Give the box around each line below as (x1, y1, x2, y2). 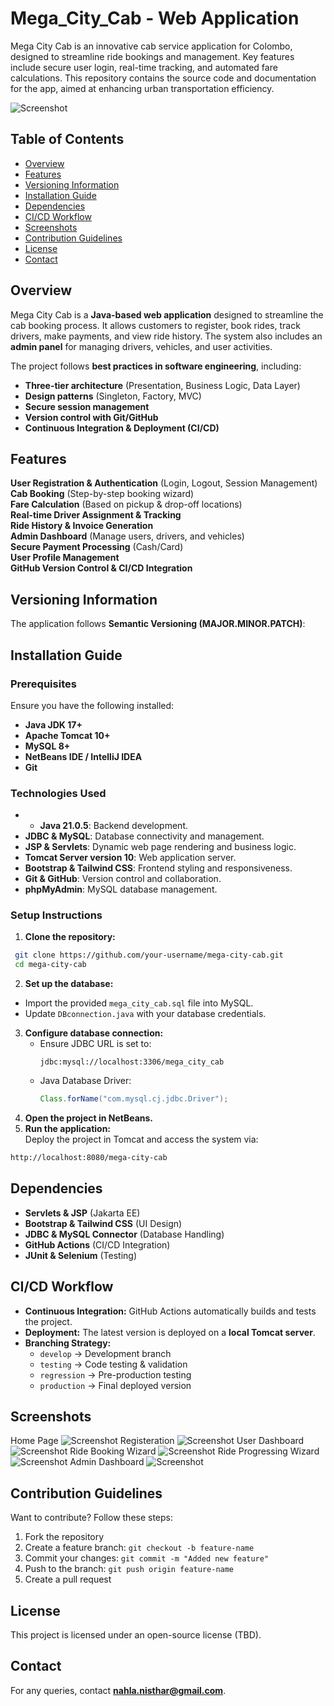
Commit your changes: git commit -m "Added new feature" (24, 1552, 270, 1564)
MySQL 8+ (24, 740, 71, 752)
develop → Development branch (39, 1347, 172, 1359)
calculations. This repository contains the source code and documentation (10, 72, 317, 84)
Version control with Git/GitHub (24, 411, 159, 423)
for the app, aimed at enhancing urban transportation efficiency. (10, 82, 275, 94)
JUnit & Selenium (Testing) (24, 1249, 138, 1261)
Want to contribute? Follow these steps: (10, 1512, 174, 1524)
